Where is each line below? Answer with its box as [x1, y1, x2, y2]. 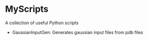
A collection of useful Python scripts [5, 20, 79, 26]
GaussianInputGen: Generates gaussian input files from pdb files [12, 29, 144, 35]
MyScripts [5, 3, 49, 15]
